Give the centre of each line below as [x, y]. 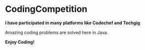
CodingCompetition [46, 9]
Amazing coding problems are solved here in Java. [57, 32]
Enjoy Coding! [20, 42]
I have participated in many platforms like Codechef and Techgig [73, 23]
